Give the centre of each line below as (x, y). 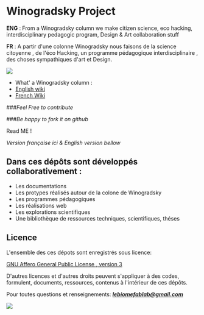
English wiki (30, 89)
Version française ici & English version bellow (63, 143)
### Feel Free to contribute (40, 107)
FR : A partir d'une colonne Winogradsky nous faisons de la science (91, 46)
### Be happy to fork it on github (47, 119)
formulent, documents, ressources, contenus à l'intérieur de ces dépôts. (97, 282)
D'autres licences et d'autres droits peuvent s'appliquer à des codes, (93, 276)
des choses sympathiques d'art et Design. (59, 59)
